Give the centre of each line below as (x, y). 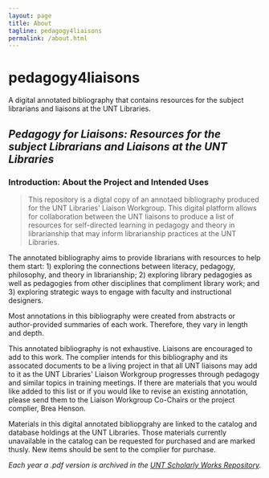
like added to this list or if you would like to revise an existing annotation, (128, 391)
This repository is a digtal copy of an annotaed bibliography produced (143, 199)
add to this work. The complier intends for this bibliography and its (118, 357)
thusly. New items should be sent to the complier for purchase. (112, 449)
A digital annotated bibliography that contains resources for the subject (126, 100)
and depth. (26, 333)
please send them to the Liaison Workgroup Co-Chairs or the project (122, 399)
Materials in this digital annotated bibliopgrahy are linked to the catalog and (133, 423)
